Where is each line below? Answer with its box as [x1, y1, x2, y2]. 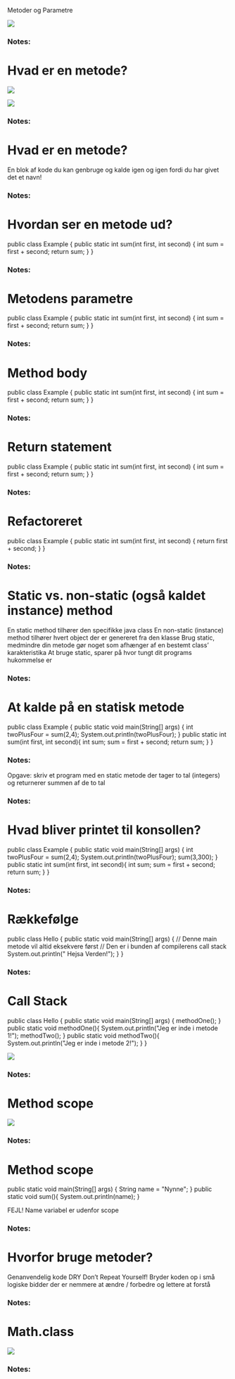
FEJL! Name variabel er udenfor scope [7, 1206, 120, 1214]
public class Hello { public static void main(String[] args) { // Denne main [7, 934, 217, 943]
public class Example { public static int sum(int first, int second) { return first [7, 537, 228, 545]
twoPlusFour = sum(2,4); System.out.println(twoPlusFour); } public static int [7, 730, 227, 738]
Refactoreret [7, 514, 83, 530]
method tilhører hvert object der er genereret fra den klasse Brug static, [7, 633, 215, 642]
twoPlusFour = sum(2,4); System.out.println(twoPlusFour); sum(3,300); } [7, 853, 218, 861]
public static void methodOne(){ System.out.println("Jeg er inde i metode [7, 1024, 218, 1032]
